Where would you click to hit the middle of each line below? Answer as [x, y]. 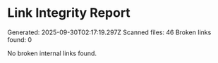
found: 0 [20, 39]
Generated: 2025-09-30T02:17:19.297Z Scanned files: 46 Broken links [109, 32]
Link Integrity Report [69, 13]
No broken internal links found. [52, 53]
